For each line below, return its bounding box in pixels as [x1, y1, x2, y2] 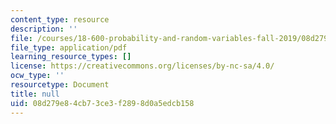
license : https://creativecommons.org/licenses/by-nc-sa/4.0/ [10, 61, 275, 71]
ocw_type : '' [10, 71, 65, 81]
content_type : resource [10, 14, 110, 25]
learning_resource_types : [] [10, 52, 132, 62]
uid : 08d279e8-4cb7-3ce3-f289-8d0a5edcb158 [10, 98, 195, 108]
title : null [10, 89, 60, 99]
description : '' [10, 24, 78, 34]
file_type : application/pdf [10, 42, 128, 53]
